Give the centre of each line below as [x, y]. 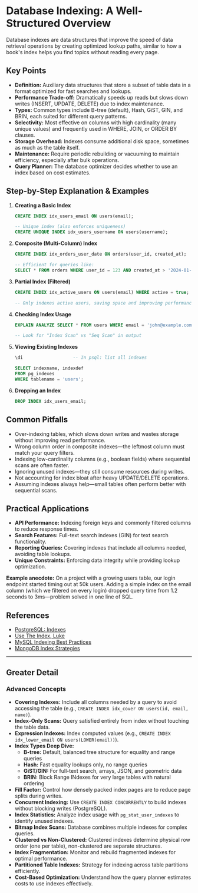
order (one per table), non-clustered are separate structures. [88, 846]
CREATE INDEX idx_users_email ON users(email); [74, 216]
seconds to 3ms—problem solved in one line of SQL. [70, 597]
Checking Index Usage [43, 314]
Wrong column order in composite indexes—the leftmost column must [100, 446]
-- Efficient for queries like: [54, 265]
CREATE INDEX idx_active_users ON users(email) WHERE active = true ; [102, 292]
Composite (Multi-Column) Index [56, 243]
